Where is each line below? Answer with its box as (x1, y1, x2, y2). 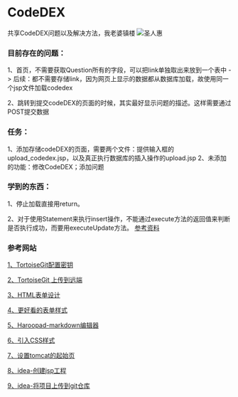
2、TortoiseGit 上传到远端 (7, 275, 83, 285)
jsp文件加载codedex (13, 83, 73, 92)
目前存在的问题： (7, 48, 66, 58)
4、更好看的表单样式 (7, 306, 68, 314)
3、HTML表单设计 (7, 291, 60, 300)
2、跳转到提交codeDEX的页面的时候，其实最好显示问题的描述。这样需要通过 (7, 99, 232, 107)
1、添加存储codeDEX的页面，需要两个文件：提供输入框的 (7, 144, 174, 153)
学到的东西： (7, 182, 52, 192)
